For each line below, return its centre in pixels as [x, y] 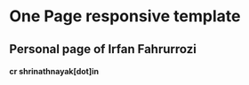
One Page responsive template [125, 16]
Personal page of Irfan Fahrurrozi [103, 49]
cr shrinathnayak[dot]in [54, 72]
